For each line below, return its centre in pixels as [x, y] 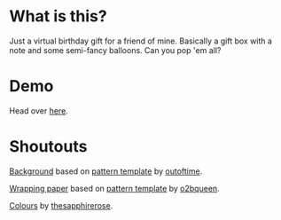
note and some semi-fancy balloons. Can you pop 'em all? [115, 50]
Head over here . [39, 110]
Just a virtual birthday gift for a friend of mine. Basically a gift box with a [141, 41]
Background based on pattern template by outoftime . [106, 171]
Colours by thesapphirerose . [61, 205]
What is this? [59, 16]
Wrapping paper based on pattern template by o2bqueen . [114, 188]
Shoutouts [48, 147]
